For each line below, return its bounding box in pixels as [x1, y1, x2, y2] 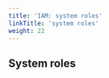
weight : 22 [8, 27, 45, 35]
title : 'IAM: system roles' [8, 11, 103, 20]
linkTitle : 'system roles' [8, 19, 99, 27]
